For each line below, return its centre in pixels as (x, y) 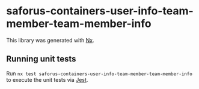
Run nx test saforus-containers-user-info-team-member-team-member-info (99, 73)
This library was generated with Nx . (50, 40)
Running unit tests (41, 59)
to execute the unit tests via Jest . (47, 79)
